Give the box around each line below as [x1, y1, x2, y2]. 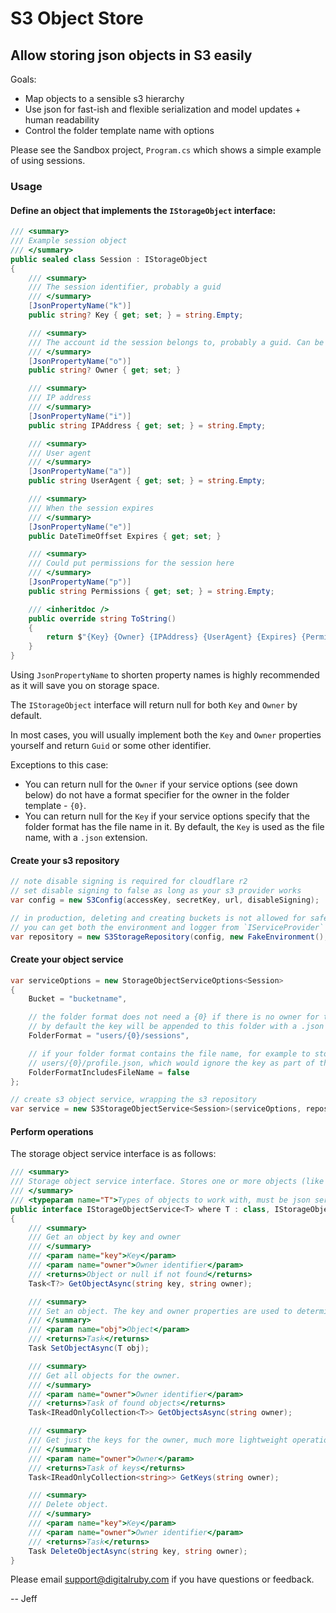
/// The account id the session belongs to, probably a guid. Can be [28, 337, 325, 347]
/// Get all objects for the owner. [28, 1370, 182, 1381]
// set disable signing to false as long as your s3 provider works [10, 886, 302, 896]
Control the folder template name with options [24, 125, 215, 136]
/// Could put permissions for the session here [28, 558, 235, 569]
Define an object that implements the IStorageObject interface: [10, 204, 277, 216]
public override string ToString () [28, 613, 177, 624]
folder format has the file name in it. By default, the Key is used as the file [24, 821, 325, 832]
